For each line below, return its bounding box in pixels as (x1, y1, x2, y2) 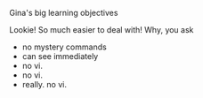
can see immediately (21, 51, 99, 61)
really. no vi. (21, 79, 67, 89)
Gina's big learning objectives (9, 8, 118, 18)
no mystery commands (21, 41, 107, 52)
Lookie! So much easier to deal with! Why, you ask (9, 25, 194, 34)
